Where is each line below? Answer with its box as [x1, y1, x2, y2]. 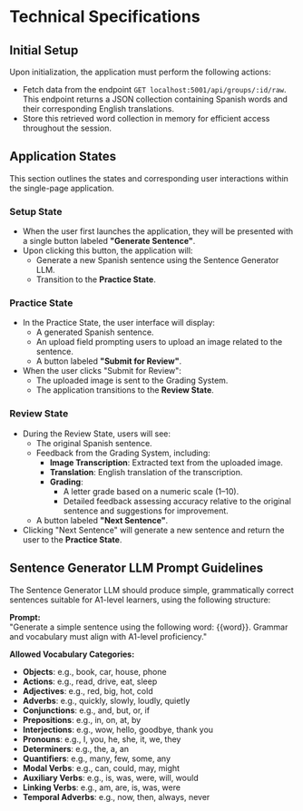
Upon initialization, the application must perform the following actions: [9, 66, 271, 77]
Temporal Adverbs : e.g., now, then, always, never [22, 791, 210, 802]
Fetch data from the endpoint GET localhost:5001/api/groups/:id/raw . [22, 84, 288, 94]
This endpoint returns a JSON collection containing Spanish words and [22, 93, 288, 104]
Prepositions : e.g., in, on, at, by [22, 714, 142, 725]
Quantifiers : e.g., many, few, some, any [22, 753, 171, 764]
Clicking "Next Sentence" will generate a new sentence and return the [22, 524, 285, 535]
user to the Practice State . [22, 533, 122, 545]
